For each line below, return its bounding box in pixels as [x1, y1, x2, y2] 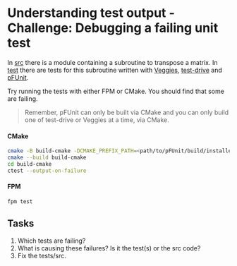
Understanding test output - [7, 5, 175, 21]
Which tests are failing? [17, 236, 86, 245]
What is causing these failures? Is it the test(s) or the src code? [17, 243, 201, 252]
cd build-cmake [7, 160, 52, 167]
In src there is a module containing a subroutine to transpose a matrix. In [7, 58, 218, 66]
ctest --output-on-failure [7, 167, 87, 174]
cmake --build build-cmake [7, 154, 87, 162]
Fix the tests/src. [17, 251, 67, 260]
